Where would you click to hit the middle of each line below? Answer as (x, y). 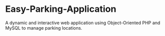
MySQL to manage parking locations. (44, 28)
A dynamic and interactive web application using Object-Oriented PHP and (83, 23)
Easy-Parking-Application (61, 9)
